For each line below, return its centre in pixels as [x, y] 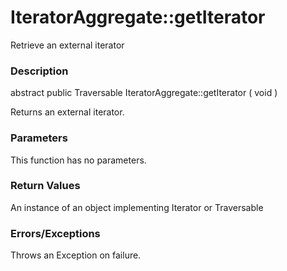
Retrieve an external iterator [67, 45]
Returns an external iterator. [67, 112]
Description [39, 71]
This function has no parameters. [78, 160]
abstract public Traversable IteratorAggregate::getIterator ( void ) [144, 93]
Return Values [45, 186]
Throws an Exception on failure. [76, 255]
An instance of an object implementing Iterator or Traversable [137, 207]
